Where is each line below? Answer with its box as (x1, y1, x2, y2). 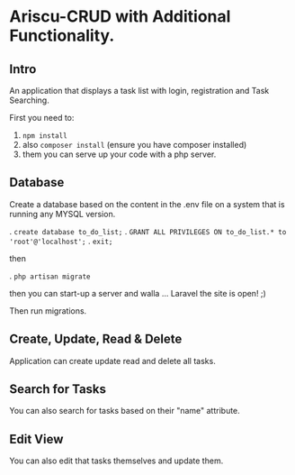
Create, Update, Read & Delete (9, 332, 183, 347)
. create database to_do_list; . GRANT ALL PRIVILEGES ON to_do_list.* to (9, 225, 287, 236)
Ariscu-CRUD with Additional (9, 6, 231, 27)
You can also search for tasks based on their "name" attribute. (9, 406, 240, 416)
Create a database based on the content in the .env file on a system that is (9, 198, 285, 209)
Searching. (9, 95, 49, 105)
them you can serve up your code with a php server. (22, 149, 217, 160)
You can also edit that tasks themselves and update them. (9, 455, 224, 466)
